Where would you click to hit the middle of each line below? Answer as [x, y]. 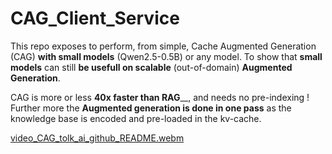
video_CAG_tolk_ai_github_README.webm [97, 138]
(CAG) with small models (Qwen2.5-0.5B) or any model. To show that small [166, 56]
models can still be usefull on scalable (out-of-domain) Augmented [151, 67]
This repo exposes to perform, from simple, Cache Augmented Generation [163, 46]
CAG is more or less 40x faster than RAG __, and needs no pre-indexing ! [160, 97]
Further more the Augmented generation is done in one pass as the [151, 108]
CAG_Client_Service [95, 18]
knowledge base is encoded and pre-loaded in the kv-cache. [136, 118]
